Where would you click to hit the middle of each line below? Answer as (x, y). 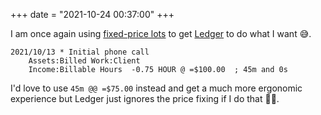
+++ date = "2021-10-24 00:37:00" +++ (92, 14)
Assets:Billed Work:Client (84, 61)
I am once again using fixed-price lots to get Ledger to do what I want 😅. (161, 33)
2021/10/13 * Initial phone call (80, 52)
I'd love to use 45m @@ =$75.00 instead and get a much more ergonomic (156, 88)
